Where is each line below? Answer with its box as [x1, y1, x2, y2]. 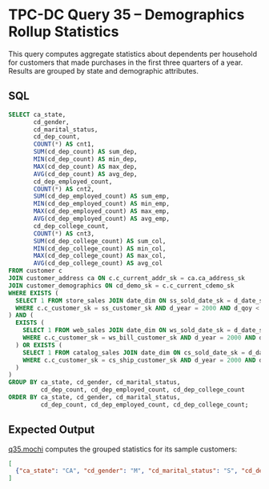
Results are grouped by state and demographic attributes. [8, 66, 199, 75]
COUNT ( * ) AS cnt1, [33, 140, 94, 149]
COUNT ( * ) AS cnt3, [33, 230, 94, 238]
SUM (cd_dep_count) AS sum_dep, [33, 148, 138, 156]
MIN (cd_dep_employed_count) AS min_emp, [33, 200, 171, 208]
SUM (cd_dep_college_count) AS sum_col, [33, 237, 167, 245]
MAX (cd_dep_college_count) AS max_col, [33, 252, 167, 260]
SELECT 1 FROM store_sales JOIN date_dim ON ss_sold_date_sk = [15, 296, 231, 305]
